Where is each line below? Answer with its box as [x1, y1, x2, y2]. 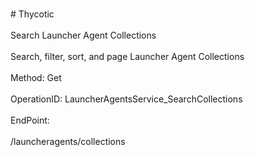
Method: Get [10, 72, 62, 83]
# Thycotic [10, 8, 55, 20]
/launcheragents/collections [10, 136, 126, 147]
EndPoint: [10, 114, 50, 126]
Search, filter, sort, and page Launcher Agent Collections [10, 51, 245, 62]
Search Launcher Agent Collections [10, 29, 157, 41]
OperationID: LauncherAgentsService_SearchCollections [10, 93, 243, 105]
